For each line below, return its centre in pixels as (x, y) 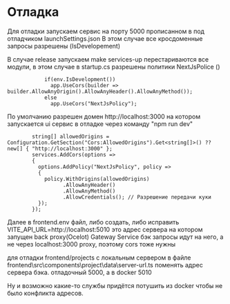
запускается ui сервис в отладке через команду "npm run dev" (100, 124)
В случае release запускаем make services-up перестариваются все (108, 59)
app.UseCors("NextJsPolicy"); (94, 104)
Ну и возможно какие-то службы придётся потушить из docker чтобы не (115, 285)
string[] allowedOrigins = (71, 136)
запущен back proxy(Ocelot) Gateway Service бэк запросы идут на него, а (115, 237)
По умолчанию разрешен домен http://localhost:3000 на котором (104, 116)
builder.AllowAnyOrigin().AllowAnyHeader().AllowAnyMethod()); (100, 91)
